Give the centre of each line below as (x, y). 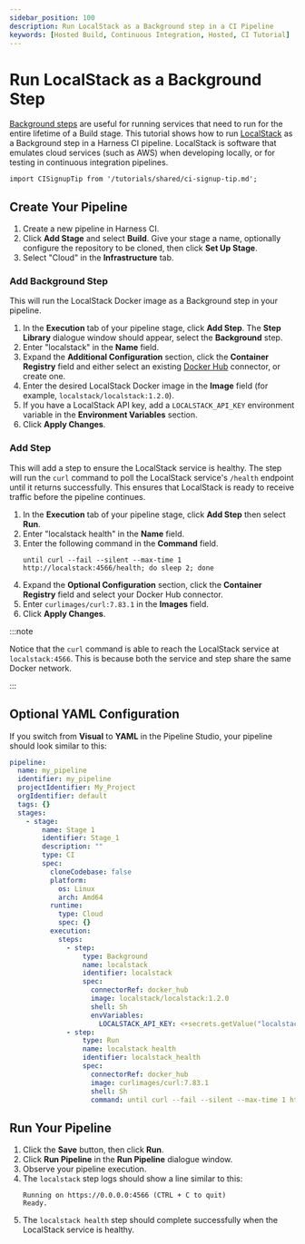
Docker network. (41, 668)
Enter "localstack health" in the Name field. (103, 534)
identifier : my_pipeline (64, 779)
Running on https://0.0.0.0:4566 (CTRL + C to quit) (124, 1195)
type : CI (59, 855)
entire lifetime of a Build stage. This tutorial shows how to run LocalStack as (151, 133)
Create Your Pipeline (69, 206)
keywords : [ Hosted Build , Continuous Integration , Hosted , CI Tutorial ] (150, 34)
